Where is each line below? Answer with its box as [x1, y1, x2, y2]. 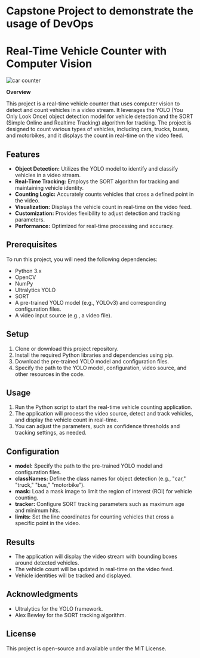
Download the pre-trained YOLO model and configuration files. [14, 357, 169, 365]
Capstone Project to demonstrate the [6, 4, 194, 18]
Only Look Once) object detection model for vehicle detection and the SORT [6, 113, 193, 120]
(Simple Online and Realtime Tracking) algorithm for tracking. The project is [6, 119, 192, 126]
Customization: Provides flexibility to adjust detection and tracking [14, 210, 180, 217]
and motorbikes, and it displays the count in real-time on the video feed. [6, 132, 184, 139]
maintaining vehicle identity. [14, 184, 84, 191]
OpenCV [14, 274, 36, 281]
